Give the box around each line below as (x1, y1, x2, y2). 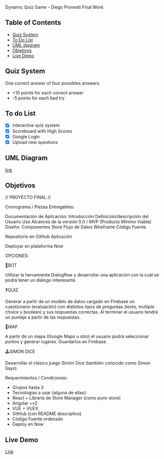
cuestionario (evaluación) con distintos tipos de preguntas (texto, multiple (5, 304, 155, 310)
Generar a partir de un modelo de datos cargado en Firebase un (5, 299, 135, 305)
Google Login (12, 134, 40, 139)
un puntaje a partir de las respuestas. (5, 314, 81, 321)
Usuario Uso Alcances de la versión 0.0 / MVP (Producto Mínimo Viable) (5, 219, 152, 225)
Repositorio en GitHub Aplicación (5, 233, 72, 239)
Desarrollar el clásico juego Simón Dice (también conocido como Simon (5, 360, 151, 366)
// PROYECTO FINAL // (5, 194, 51, 200)
